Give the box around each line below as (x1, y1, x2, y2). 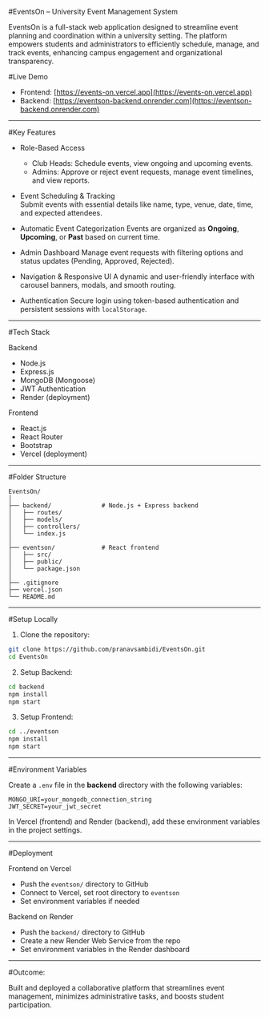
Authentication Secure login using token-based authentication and (19, 296, 239, 305)
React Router (19, 432, 63, 442)
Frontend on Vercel (8, 864, 72, 873)
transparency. (8, 56, 54, 66)
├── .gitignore (8, 579, 59, 587)
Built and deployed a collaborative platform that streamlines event (8, 983, 225, 992)
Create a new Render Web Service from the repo (19, 936, 182, 945)
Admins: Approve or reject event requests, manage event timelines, (31, 167, 254, 176)
